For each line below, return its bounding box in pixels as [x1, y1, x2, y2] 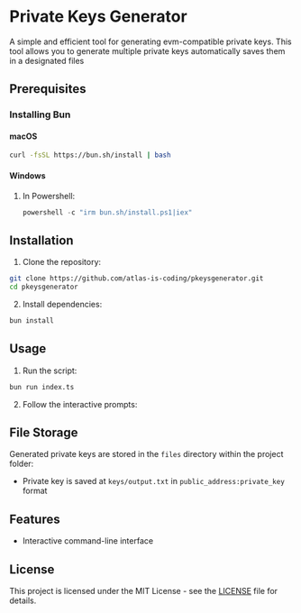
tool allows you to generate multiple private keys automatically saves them [9, 45, 286, 56]
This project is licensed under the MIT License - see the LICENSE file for [9, 585, 278, 596]
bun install [9, 316, 54, 325]
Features [9, 511, 60, 526]
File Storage [9, 425, 78, 440]
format [22, 485, 48, 497]
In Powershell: [22, 190, 76, 201]
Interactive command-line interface [22, 535, 154, 546]
